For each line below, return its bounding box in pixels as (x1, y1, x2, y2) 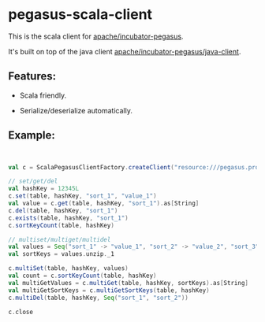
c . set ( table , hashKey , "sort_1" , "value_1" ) (8, 192, 157, 200)
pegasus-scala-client (8, 6, 152, 24)
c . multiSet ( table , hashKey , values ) (8, 265, 129, 272)
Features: (8, 69, 57, 83)
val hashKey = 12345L (8, 185, 80, 193)
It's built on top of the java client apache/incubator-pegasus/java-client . (8, 46, 241, 56)
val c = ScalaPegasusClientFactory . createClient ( (8, 163, 175, 171)
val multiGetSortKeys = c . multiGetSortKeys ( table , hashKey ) (8, 286, 211, 294)
